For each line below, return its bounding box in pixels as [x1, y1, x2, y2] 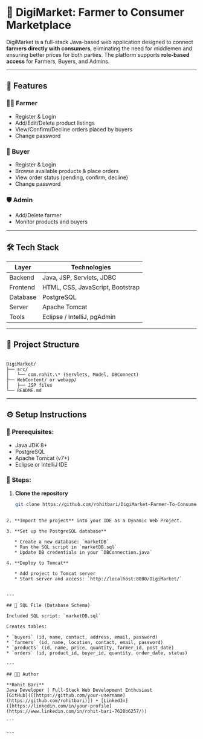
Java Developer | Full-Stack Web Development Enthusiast [6, 687, 153, 693]
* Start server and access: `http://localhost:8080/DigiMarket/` [14, 576, 182, 582]
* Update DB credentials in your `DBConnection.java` [14, 549, 153, 556]
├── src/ [6, 366, 28, 372]
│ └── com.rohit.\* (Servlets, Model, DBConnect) [6, 372, 139, 378]
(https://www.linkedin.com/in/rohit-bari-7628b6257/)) [6, 708, 147, 714]
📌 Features [6, 81, 48, 91]
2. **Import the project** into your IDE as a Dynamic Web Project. [6, 517, 182, 524]
